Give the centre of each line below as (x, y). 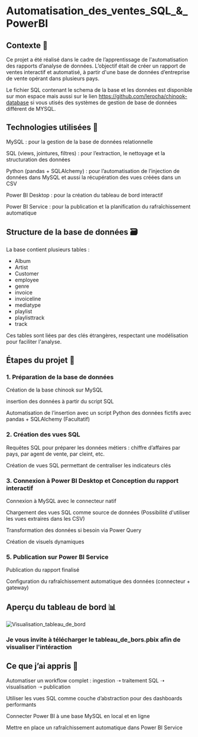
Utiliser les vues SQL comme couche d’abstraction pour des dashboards (94, 698)
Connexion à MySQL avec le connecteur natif (61, 501)
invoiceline (28, 299)
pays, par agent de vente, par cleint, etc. (56, 454)
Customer (27, 273)
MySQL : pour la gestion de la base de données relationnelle (79, 142)
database (18, 102)
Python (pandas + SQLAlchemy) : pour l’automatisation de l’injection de (93, 171)
